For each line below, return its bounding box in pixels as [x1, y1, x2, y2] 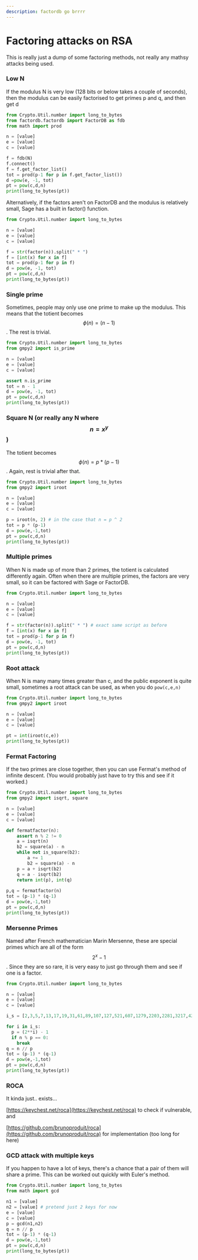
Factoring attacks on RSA [6, 34, 133, 47]
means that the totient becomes [6, 310, 84, 317]
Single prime [6, 290, 43, 298]
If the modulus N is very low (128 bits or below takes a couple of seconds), [6, 88, 187, 95]
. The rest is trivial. [6, 328, 51, 336]
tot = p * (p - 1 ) [6, 522, 46, 529]
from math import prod [6, 123, 62, 129]
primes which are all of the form [6, 943, 84, 950]
